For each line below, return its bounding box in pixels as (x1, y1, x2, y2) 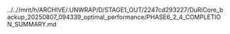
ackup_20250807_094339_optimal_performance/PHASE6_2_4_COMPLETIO (7, 13, 221, 21)
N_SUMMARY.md (7, 20, 57, 28)
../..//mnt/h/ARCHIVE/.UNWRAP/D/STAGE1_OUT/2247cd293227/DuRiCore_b (7, 6, 223, 14)
